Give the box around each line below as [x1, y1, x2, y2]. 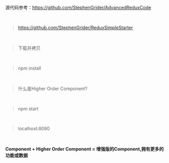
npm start [17, 106, 38, 111]
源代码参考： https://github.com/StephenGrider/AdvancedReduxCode [5, 5, 152, 10]
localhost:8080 [17, 126, 50, 131]
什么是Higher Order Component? [17, 86, 88, 91]
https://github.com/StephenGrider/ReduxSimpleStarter [17, 25, 133, 31]
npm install [17, 65, 41, 71]
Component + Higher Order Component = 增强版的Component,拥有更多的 [5, 146, 164, 152]
